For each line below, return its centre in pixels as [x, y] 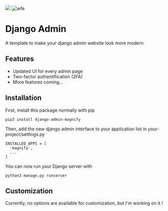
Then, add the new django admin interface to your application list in [76, 129]
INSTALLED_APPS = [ [26, 144]
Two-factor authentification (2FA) [48, 77]
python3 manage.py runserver [36, 175]
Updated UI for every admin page [48, 71]
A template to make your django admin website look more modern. [75, 43]
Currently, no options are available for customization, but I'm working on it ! [84, 203]
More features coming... [38, 82]
